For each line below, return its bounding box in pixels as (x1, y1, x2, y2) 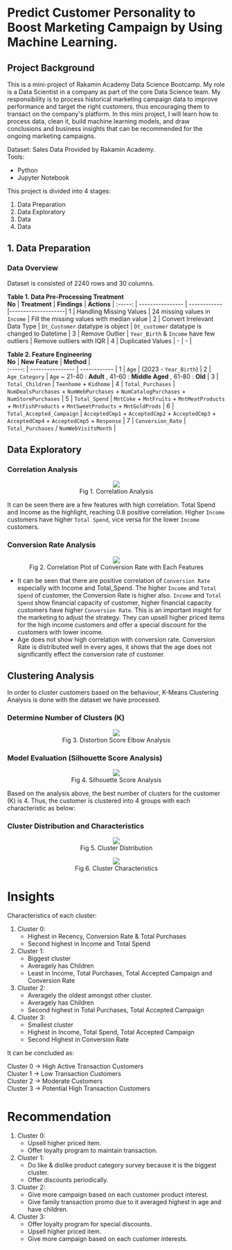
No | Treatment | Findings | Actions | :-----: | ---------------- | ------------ (7, 300, 223, 308)
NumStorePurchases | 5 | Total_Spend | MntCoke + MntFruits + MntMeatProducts (7, 394, 225, 403)
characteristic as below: (7, 804, 75, 813)
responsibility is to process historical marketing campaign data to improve (7, 95, 218, 103)
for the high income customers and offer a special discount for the (17, 620, 207, 629)
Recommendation (7, 1109, 111, 1125)
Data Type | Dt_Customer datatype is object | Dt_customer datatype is (7, 322, 202, 330)
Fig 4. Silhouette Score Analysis (71, 776, 162, 784)
